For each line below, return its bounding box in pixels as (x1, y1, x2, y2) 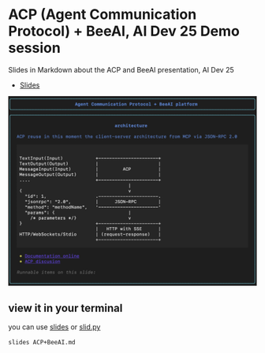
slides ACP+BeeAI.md (8, 339, 77, 347)
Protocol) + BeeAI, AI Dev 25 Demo (8, 22, 241, 40)
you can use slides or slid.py (8, 322, 101, 332)
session (8, 39, 61, 57)
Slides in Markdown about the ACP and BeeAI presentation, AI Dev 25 (8, 65, 234, 74)
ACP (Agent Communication (8, 6, 197, 24)
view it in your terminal (8, 301, 123, 314)
